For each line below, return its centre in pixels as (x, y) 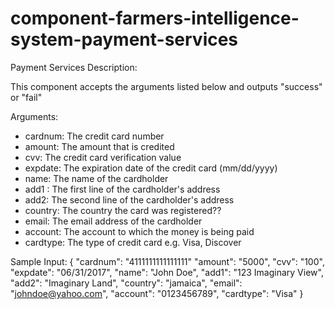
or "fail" (26, 97)
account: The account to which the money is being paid (139, 231)
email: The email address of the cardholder (113, 221)
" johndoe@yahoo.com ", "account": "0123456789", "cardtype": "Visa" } (157, 293)
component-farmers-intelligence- (155, 18)
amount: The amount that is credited (99, 146)
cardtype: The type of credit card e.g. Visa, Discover (133, 242)
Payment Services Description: (74, 67)
